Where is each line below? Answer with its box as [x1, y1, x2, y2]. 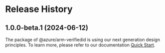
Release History [5, 3, 73, 15]
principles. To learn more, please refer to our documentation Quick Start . [5, 42, 155, 48]
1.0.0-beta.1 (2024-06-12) [5, 23, 89, 32]
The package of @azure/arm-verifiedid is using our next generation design [5, 36, 160, 42]
